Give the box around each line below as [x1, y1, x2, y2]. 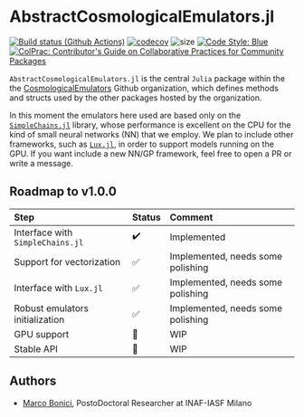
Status [131, 211, 161, 223]
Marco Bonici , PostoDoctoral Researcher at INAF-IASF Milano [22, 397, 252, 408]
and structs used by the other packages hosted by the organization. [9, 92, 262, 103]
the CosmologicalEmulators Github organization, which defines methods [9, 82, 279, 93]
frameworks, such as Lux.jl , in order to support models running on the [9, 138, 274, 149]
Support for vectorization [14, 255, 120, 268]
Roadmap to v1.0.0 [9, 184, 118, 200]
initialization [14, 313, 65, 326]
